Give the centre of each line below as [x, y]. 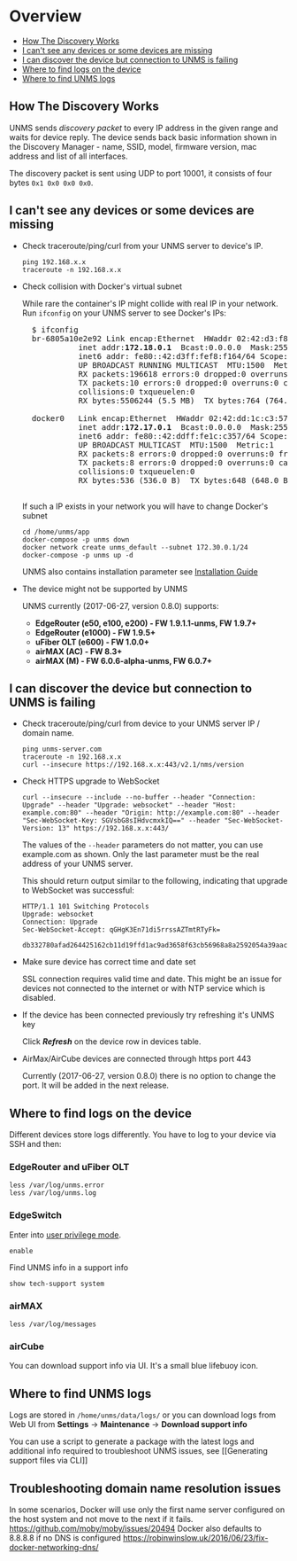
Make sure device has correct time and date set [109, 962]
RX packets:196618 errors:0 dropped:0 [162, 374]
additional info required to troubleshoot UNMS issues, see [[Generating [138, 1451]
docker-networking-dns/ [54, 1547]
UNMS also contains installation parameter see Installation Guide [140, 571]
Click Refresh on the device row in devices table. [111, 1042]
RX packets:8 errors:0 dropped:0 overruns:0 [176, 453]
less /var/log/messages [53, 1324]
